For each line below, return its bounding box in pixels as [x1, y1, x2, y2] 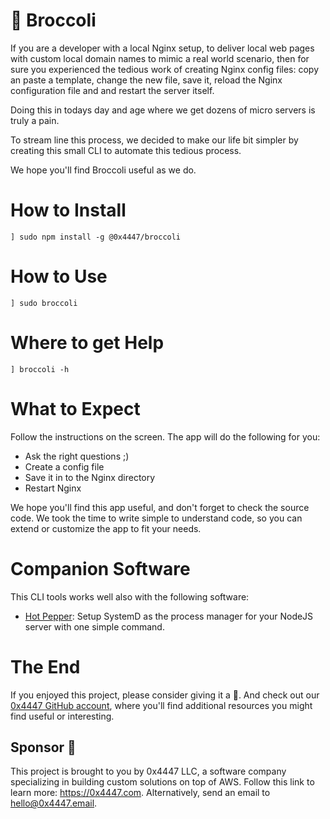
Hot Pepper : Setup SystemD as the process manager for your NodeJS [24, 610, 314, 622]
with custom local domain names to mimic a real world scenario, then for [10, 52, 310, 64]
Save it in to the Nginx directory [24, 471, 156, 483]
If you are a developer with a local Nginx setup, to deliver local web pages [10, 42, 315, 54]
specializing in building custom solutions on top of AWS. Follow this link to [10, 776, 315, 788]
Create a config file [24, 460, 105, 473]
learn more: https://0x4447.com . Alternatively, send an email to [10, 787, 271, 799]
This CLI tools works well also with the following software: [10, 590, 250, 603]
